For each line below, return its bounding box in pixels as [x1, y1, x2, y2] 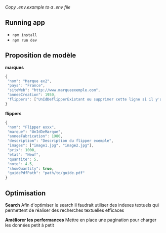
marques [5, 64, 24, 70]
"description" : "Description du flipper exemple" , [7, 139, 114, 143]
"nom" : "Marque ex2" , [7, 79, 52, 84]
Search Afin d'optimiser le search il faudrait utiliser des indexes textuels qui [5, 202, 159, 208]
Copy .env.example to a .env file [5, 4, 71, 10]
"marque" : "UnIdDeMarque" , [7, 129, 63, 134]
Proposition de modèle [5, 51, 77, 60]
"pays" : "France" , [7, 83, 45, 88]
